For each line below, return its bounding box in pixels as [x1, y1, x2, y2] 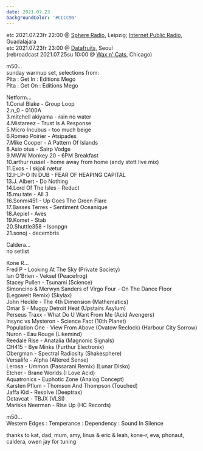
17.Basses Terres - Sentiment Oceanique [6, 203, 108, 210]
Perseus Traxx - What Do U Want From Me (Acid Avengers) [6, 311, 155, 318]
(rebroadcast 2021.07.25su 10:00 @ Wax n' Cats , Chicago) [6, 50, 153, 58]
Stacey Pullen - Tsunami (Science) [6, 278, 93, 286]
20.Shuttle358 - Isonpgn [6, 222, 68, 230]
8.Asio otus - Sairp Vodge [6, 145, 71, 153]
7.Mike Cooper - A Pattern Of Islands [6, 139, 98, 146]
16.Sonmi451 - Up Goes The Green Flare [6, 197, 108, 204]
